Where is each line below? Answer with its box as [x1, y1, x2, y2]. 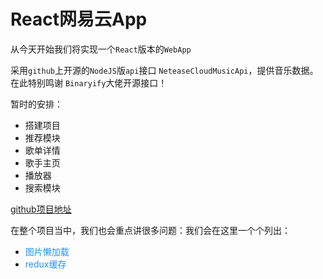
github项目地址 [10, 203, 72, 215]
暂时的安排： [10, 98, 63, 110]
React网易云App [10, 8, 148, 31]
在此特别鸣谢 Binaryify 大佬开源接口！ [10, 76, 168, 89]
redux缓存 [24, 258, 67, 270]
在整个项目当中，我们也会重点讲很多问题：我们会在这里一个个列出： [10, 224, 291, 236]
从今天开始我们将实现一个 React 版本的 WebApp [10, 43, 192, 55]
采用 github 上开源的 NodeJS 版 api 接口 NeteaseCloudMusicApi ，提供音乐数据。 [10, 64, 319, 76]
